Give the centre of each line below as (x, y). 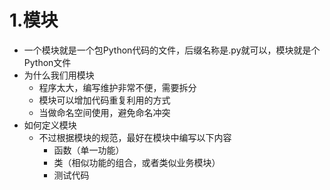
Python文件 (47, 62)
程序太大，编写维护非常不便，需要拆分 (117, 87)
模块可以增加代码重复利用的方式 (104, 100)
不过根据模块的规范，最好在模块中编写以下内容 (135, 137)
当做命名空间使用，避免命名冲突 (104, 112)
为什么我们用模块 (59, 75)
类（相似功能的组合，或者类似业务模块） (137, 162)
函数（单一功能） (89, 150)
